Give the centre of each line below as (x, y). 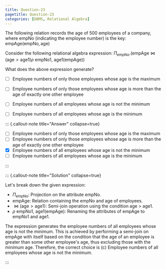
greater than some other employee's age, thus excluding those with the (78, 242)
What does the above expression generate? (50, 69)
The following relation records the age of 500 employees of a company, (78, 33)
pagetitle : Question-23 (30, 14)
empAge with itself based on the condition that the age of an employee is (80, 237)
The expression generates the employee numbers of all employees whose (81, 226)
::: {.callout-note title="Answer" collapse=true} (53, 124)
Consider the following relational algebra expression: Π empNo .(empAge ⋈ (80, 54)
